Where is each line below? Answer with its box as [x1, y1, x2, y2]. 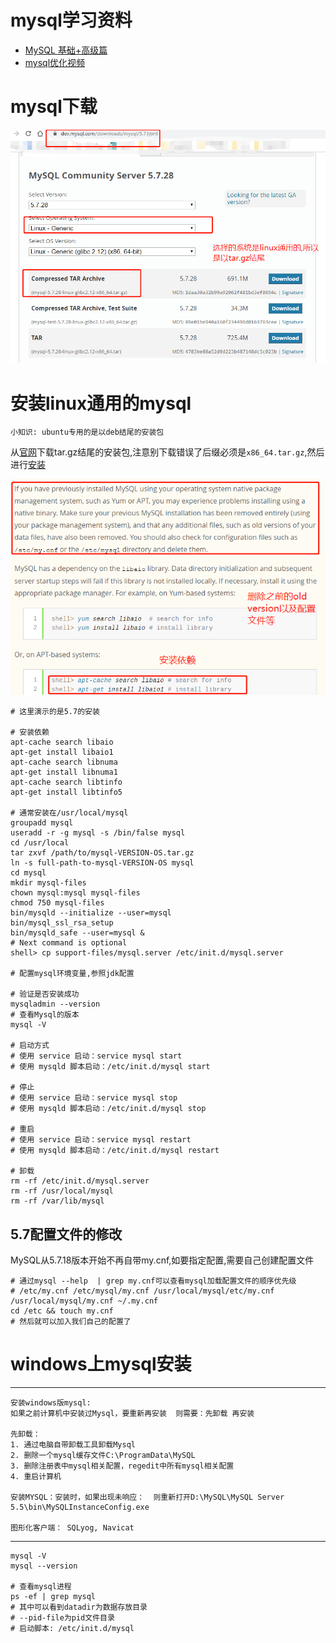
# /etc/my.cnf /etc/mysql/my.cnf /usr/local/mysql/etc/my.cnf [10, 1286, 275, 1296]
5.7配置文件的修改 [10, 1226, 123, 1243]
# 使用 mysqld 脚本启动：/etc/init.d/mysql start [10, 1062, 211, 1072]
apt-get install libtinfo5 [10, 787, 123, 798]
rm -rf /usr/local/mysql [10, 1186, 114, 1196]
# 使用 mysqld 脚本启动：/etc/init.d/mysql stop [10, 1104, 207, 1114]
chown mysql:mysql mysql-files [10, 888, 141, 898]
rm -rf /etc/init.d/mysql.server [10, 1176, 150, 1186]
